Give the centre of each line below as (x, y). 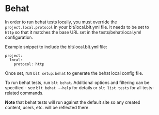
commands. (32, 93)
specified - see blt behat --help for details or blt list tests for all (73, 87)
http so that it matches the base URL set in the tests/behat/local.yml (73, 32)
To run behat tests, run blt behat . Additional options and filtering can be (77, 82)
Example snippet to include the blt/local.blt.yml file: (56, 47)
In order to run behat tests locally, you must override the (61, 22)
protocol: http (29, 64)
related (12, 93)
